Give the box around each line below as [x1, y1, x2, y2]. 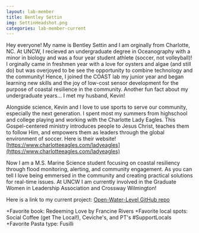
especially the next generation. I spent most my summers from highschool [6, 110, 188, 117]
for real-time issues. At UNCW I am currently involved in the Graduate [6, 178, 177, 185]
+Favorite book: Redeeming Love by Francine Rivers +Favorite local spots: [6, 207, 188, 215]
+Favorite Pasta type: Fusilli [6, 221, 74, 228]
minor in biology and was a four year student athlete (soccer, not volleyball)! [6, 54, 192, 61]
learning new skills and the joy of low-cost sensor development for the [6, 80, 179, 87]
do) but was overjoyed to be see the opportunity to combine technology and [6, 67, 193, 74]
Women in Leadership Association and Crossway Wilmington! [6, 185, 157, 192]
